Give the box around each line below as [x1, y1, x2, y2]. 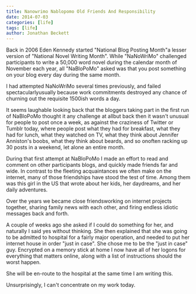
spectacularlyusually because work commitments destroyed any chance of [6, 89, 187, 96]
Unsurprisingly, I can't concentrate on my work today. [6, 282, 136, 289]
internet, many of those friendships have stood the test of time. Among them [6, 174, 191, 181]
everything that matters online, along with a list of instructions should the [6, 252, 182, 259]
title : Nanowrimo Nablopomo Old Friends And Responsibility [6, 8, 156, 15]
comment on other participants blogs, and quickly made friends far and [6, 162, 178, 169]
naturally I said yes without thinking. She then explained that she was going [6, 228, 188, 235]
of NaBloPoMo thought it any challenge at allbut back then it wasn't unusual [6, 112, 189, 120]
